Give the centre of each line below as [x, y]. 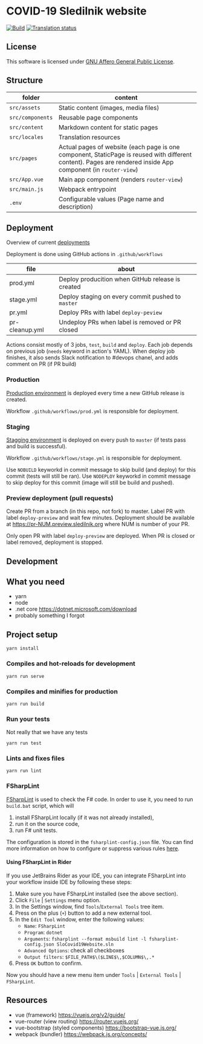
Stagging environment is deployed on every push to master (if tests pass [96, 440]
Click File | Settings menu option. [58, 900]
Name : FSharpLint [44, 926]
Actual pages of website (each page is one [119, 147]
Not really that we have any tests [47, 732]
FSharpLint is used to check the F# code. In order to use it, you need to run [100, 799]
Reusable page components [98, 117]
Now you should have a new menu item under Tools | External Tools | [94, 975]
